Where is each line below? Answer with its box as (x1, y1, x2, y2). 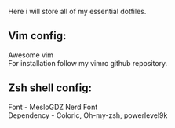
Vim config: (8, 29, 67, 42)
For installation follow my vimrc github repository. (8, 58, 168, 68)
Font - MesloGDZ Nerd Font (8, 102, 98, 112)
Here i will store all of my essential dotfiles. (8, 7, 147, 16)
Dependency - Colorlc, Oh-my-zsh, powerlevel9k (8, 110, 168, 120)
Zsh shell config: (8, 82, 93, 95)
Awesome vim (8, 50, 53, 60)
